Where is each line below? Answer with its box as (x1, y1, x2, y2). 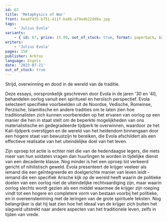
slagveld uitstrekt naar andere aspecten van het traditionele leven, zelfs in (5, 206, 157, 212)
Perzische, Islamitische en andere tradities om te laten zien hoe (5, 107, 135, 112)
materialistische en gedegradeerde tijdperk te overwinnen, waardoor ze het (5, 122, 160, 128)
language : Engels (5, 58, 41, 63)
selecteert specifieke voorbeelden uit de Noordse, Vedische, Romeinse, (5, 102, 152, 107)
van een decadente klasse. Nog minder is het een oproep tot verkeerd (5, 159, 149, 164)
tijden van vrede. (5, 212, 40, 217)
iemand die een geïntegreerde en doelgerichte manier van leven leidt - (5, 169, 150, 175)
